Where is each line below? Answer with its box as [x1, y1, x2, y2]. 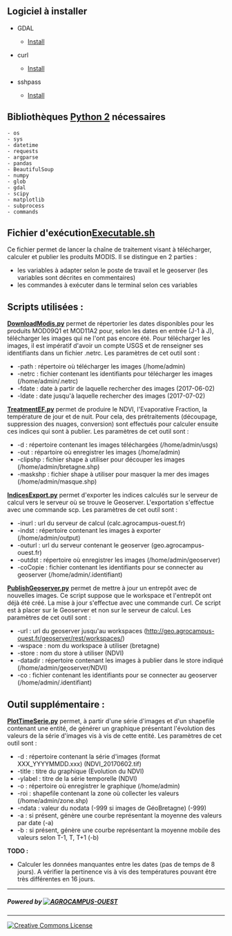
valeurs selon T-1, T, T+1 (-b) [17, 833, 99, 842]
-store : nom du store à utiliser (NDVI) [17, 649, 124, 657]
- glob [7, 178, 26, 185]
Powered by [7, 897, 43, 906]
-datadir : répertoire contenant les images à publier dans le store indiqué [17, 656, 224, 664]
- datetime [7, 141, 39, 148]
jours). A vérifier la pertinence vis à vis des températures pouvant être [17, 867, 217, 876]
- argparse [7, 154, 39, 161]
